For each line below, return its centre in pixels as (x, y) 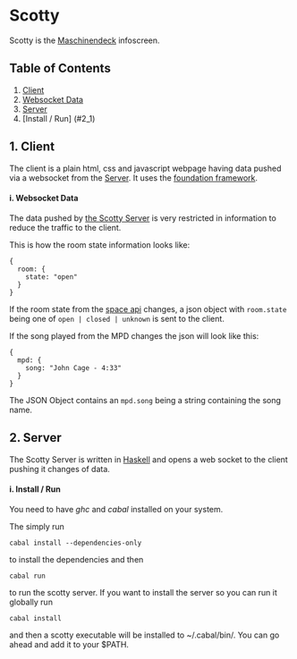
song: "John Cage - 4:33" (74, 368)
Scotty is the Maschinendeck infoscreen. (85, 40)
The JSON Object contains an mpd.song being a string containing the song (145, 400)
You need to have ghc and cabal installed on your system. (116, 509)
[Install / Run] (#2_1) (59, 118)
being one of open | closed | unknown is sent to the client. (117, 318)
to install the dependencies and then (76, 559)
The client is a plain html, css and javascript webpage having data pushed (145, 168)
